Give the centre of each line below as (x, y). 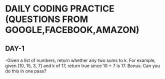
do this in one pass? (26, 71)
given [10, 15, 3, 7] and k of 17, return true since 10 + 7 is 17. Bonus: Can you (82, 66)
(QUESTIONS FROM (47, 19)
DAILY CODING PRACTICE (60, 9)
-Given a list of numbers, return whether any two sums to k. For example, (80, 60)
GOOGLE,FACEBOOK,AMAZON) (72, 30)
